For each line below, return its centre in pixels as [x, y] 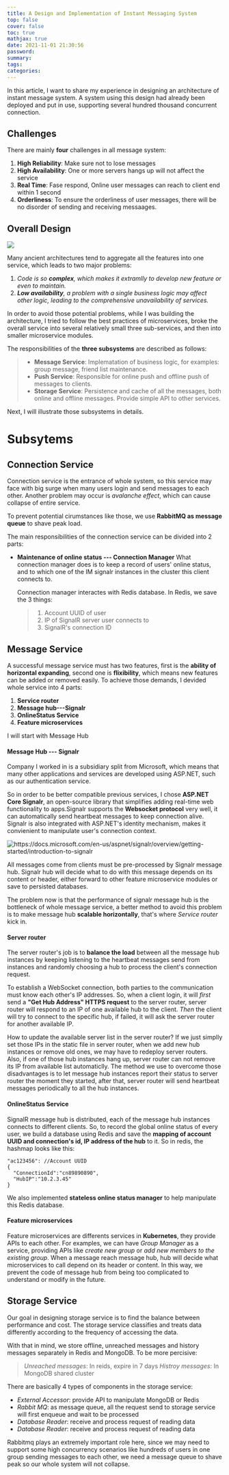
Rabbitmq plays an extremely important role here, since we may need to [108, 1442]
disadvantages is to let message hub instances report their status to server [112, 1074]
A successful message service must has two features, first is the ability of [112, 665]
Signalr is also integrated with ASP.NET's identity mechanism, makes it [107, 823]
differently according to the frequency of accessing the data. [93, 1332]
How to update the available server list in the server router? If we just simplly [115, 1037]
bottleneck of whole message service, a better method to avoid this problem [114, 907]
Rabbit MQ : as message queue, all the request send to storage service [116, 1407]
